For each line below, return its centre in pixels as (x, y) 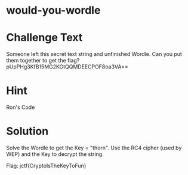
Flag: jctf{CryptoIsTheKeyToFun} (46, 165)
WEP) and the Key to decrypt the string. (55, 154)
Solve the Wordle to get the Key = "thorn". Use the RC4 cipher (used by (94, 148)
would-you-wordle (53, 10)
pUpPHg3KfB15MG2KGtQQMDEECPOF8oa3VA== (67, 67)
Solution (27, 131)
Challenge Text (44, 38)
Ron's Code (21, 107)
